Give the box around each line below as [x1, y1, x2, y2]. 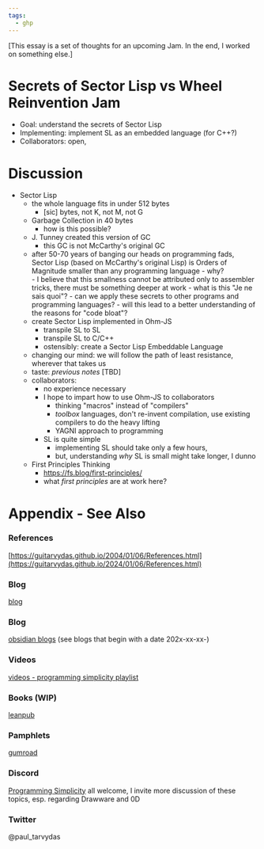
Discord [8, 767, 40, 779]
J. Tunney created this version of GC [31, 233, 152, 242]
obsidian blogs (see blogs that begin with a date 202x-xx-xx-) [8, 634, 209, 644]
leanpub [8, 710, 36, 720]
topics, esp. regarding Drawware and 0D [8, 794, 141, 804]
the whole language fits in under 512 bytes [31, 199, 170, 208]
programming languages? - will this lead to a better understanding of [31, 300, 255, 310]
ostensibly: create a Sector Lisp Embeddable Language [43, 342, 224, 352]
